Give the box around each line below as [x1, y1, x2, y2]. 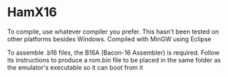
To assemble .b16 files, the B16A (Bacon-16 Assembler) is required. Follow [7, 48, 220, 57]
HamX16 [7, 4, 57, 20]
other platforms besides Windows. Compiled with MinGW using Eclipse [7, 34, 211, 43]
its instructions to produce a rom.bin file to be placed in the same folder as [7, 55, 221, 64]
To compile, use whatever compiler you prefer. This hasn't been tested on [7, 27, 220, 36]
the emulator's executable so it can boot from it [7, 63, 144, 71]
